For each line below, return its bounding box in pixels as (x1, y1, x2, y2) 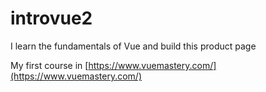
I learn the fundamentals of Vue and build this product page (10, 40, 257, 52)
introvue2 (10, 7, 93, 30)
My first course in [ (10, 59, 89, 71)
